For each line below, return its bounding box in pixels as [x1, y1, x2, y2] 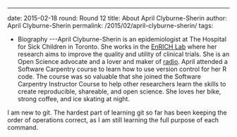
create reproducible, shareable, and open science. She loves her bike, [17, 87, 221, 96]
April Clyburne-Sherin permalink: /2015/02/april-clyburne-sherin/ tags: [7, 22, 214, 30]
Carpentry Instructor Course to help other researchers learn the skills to [17, 80, 226, 88]
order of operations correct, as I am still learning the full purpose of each [7, 116, 219, 124]
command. [7, 124, 39, 131]
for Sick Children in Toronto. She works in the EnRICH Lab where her [17, 43, 217, 51]
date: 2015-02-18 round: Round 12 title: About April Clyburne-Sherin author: [7, 14, 227, 22]
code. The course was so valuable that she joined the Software [17, 72, 201, 81]
